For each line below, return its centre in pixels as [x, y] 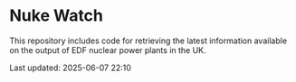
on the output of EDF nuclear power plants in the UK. [108, 50]
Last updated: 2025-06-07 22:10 [70, 68]
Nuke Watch [57, 16]
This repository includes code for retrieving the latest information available [148, 41]
